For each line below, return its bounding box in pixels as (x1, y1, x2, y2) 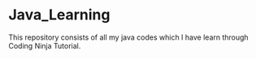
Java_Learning (8, 6, 111, 24)
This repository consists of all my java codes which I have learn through (8, 32, 249, 42)
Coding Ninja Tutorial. (8, 40, 81, 50)
